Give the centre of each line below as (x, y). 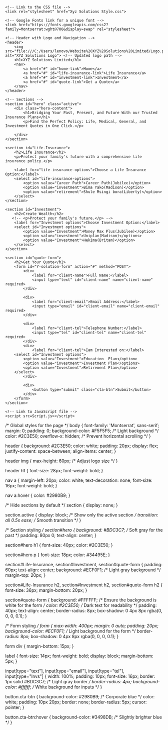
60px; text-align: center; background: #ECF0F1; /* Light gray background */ (83, 570)
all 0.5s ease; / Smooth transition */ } (43, 520)
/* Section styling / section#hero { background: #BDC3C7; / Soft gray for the (84, 530)
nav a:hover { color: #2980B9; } (38, 495)
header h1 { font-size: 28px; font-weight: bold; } (54, 471)
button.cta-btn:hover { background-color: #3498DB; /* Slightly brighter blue (84, 717)
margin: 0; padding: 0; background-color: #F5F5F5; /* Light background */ (82, 431)
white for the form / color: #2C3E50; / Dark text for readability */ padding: (81, 605)
